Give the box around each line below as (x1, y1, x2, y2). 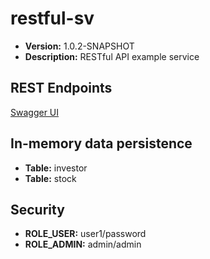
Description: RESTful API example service (24, 50, 200, 62)
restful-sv (10, 7, 95, 30)
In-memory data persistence (10, 135, 193, 152)
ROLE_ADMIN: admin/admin (24, 238, 142, 251)
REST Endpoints (10, 80, 113, 97)
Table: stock (24, 172, 77, 184)
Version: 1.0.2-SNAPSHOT (24, 40, 135, 52)
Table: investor (24, 162, 88, 174)
